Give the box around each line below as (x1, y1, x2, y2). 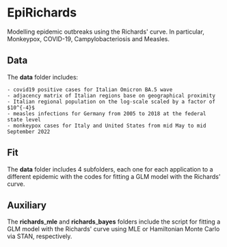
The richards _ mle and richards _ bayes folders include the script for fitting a (7, 217, 221, 226)
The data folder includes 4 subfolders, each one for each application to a (7, 165, 213, 173)
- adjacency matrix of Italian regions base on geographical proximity (7, 92, 215, 99)
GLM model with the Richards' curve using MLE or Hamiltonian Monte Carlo (7, 225, 220, 233)
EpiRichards (7, 5, 77, 21)
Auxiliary (7, 199, 46, 211)
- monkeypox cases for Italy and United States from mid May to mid (7, 122, 206, 129)
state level (7, 116, 41, 123)
